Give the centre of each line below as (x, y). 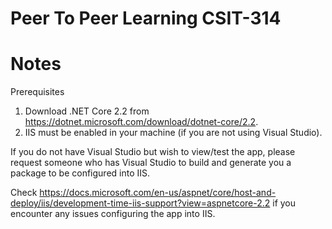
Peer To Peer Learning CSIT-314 (146, 18)
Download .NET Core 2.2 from (87, 111)
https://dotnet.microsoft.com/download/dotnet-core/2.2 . (141, 122)
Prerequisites (37, 92)
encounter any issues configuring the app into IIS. (113, 214)
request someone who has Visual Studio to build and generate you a (151, 163)
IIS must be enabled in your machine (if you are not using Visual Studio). (173, 133)
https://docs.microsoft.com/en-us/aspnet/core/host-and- (158, 193)
